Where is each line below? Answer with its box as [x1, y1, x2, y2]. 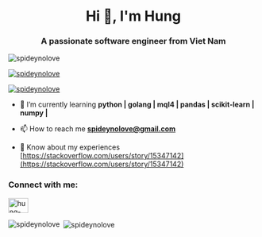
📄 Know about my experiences [19, 142, 121, 152]
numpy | [19, 108, 48, 118]
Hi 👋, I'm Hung [86, 7, 181, 25]
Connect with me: [8, 179, 79, 190]
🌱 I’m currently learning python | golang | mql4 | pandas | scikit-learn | [19, 99, 255, 110]
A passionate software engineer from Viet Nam [40, 36, 226, 47]
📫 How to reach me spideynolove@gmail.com [19, 124, 176, 134]
